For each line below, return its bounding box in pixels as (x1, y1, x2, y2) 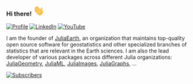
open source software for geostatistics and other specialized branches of (6, 41, 187, 48)
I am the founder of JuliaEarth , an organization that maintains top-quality (6, 35, 185, 42)
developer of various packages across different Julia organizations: (6, 54, 172, 61)
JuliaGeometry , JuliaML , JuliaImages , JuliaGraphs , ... (6, 60, 137, 67)
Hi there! (6, 10, 32, 18)
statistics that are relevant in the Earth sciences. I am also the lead (6, 47, 169, 55)
